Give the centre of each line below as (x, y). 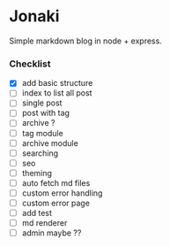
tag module (42, 133)
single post (42, 103)
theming (37, 173)
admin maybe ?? (52, 233)
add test (37, 213)
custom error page (56, 203)
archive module (50, 143)
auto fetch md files (56, 182)
